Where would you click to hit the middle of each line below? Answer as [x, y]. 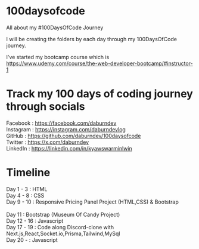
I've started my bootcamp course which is [58, 57]
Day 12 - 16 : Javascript [35, 221]
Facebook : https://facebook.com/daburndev [61, 123]
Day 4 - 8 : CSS [25, 195]
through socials [46, 107]
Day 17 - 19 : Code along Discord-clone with [60, 227]
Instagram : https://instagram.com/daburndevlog [66, 129]
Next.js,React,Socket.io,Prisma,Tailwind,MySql [63, 233]
